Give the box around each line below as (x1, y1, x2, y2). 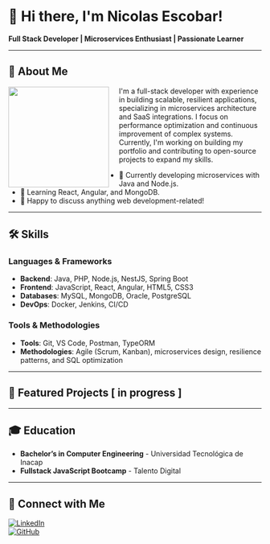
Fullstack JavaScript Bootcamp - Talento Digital (19, 466, 182, 476)
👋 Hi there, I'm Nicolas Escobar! (8, 7, 223, 26)
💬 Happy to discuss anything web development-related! (19, 196, 205, 205)
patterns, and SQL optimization (19, 355, 123, 365)
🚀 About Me (8, 64, 68, 79)
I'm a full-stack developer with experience (119, 86, 259, 96)
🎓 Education (8, 423, 76, 437)
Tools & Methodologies (8, 319, 100, 331)
